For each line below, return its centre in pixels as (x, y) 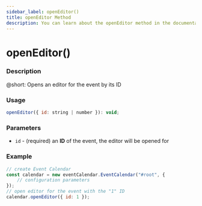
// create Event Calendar (38, 169)
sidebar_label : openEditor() (43, 12)
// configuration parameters (54, 180)
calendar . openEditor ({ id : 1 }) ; (48, 197)
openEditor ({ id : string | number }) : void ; (63, 113)
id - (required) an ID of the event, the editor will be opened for (92, 141)
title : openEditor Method (38, 17)
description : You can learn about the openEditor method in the (88, 23)
